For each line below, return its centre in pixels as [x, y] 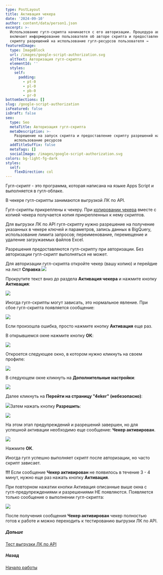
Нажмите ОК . [19, 448]
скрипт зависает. [23, 463]
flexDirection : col [34, 172]
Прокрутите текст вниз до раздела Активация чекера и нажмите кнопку [81, 279]
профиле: [15, 359]
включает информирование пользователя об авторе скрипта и [71, 37]
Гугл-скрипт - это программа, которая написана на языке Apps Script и [80, 186]
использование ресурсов [38, 140]
